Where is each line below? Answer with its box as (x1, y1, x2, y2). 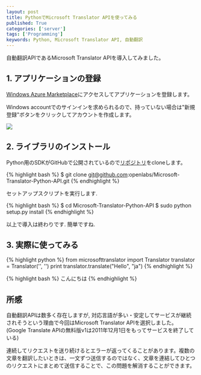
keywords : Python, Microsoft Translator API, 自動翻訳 (6, 37, 143, 43)
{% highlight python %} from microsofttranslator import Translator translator (6, 256, 196, 263)
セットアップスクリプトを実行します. (6, 189, 98, 197)
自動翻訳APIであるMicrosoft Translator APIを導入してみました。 (6, 54, 164, 61)
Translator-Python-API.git (6, 177, 70, 184)
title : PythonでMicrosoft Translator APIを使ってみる (6, 14, 137, 20)
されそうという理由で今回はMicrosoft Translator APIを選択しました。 (6, 319, 178, 326)
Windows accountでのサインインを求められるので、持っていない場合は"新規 (6, 103, 196, 110)
